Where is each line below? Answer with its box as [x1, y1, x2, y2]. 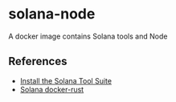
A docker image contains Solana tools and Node [8, 31, 168, 41]
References [8, 55, 68, 68]
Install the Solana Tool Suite [19, 75, 113, 85]
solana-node [8, 5, 96, 23]
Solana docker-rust [19, 84, 84, 94]
